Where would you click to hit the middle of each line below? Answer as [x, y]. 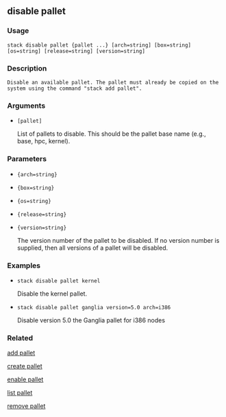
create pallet [25, 366]
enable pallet [25, 379]
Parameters [27, 159]
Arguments [26, 106]
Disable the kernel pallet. [52, 294]
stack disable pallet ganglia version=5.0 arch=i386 [94, 307]
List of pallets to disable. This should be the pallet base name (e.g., [112, 134]
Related [20, 337]
